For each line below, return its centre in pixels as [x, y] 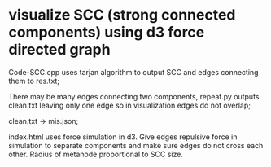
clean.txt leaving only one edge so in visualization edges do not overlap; [129, 105]
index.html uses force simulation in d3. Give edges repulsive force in [123, 137]
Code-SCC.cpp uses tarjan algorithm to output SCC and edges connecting [133, 72]
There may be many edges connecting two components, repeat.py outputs [134, 96]
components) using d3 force [107, 32]
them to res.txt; [34, 81]
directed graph [60, 50]
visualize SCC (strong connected [122, 15]
